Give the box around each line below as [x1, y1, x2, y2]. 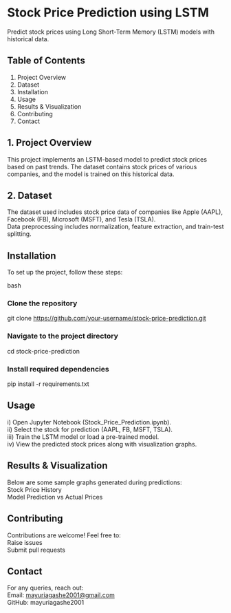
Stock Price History [7, 485, 62, 493]
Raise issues [7, 538, 43, 546]
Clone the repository [7, 299, 78, 308]
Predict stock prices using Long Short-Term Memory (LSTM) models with [7, 28, 215, 36]
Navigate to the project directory [7, 332, 119, 341]
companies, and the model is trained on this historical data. [7, 170, 175, 178]
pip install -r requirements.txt [7, 380, 89, 388]
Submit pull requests [7, 546, 66, 554]
